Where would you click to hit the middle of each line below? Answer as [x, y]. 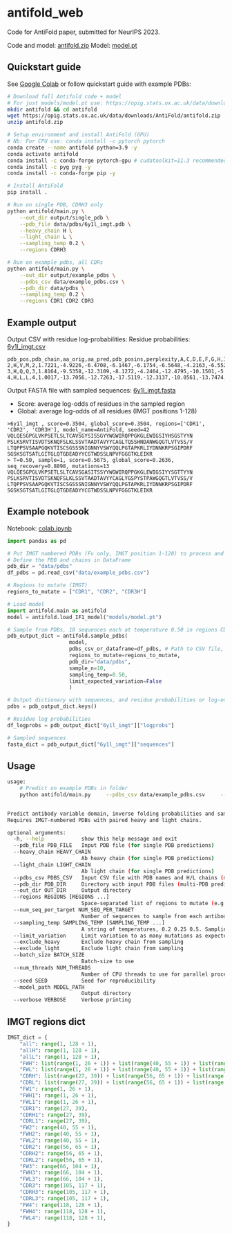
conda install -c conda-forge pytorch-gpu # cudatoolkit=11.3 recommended [117, 161]
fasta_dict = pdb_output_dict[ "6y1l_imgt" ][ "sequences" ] [91, 744]
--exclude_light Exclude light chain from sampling [99, 949]
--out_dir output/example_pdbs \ [68, 275]
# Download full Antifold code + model [65, 96]
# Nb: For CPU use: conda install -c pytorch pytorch [86, 141]
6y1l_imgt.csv [27, 346]
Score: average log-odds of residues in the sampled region [101, 404]
